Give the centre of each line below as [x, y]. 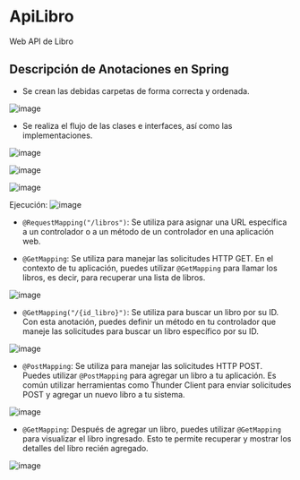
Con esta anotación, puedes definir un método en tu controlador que [149, 321]
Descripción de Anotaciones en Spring [120, 69]
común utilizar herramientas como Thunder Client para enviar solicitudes [157, 385]
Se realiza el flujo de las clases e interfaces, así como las [127, 125]
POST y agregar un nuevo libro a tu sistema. [103, 394]
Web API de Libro [42, 41]
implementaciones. [57, 135]
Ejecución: [29, 204]
